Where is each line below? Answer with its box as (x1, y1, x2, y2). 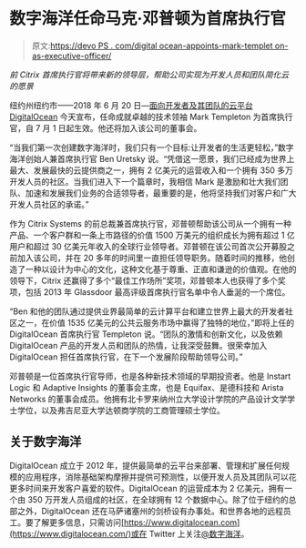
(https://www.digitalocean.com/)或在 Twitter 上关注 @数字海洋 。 (9, 528, 250, 539)
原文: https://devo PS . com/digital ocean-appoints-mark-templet (31, 40, 273, 51)
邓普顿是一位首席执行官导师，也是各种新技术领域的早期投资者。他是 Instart (9, 370, 291, 381)
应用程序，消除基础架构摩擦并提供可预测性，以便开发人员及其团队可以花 (25, 471, 297, 482)
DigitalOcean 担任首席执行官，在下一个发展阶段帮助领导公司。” (9, 351, 243, 362)
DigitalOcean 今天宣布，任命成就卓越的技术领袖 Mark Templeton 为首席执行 (9, 111, 293, 122)
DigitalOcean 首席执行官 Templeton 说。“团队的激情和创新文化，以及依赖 (9, 329, 284, 340)
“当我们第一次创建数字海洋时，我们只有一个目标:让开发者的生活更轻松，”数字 (9, 142, 294, 153)
